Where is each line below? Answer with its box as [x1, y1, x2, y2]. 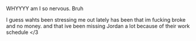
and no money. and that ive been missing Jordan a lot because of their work [6, 23, 190, 29]
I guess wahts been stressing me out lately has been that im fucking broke [6, 16, 186, 23]
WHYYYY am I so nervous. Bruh [6, 5, 84, 12]
